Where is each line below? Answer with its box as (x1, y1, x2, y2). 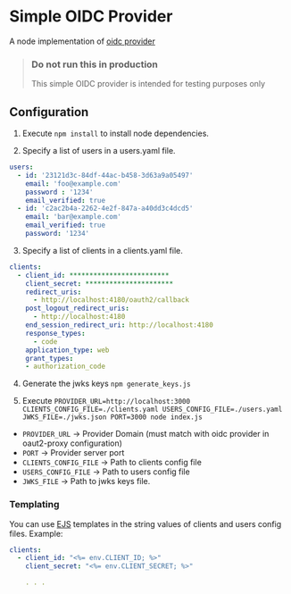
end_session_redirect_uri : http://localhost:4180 (25, 321, 214, 330)
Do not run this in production (30, 58, 159, 71)
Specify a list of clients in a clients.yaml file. (21, 245, 183, 255)
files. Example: (9, 528, 63, 539)
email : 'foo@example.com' (25, 179, 122, 188)
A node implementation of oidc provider (9, 36, 156, 46)
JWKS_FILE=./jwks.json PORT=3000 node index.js (21, 413, 203, 422)
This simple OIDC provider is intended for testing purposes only (30, 79, 266, 89)
